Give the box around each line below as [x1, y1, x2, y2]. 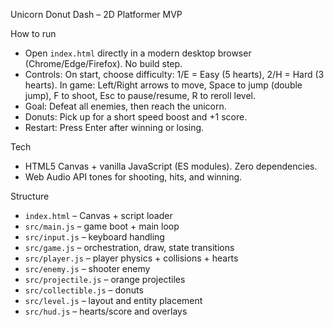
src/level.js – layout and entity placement [24, 295, 203, 306]
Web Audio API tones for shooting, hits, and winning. [24, 171, 243, 183]
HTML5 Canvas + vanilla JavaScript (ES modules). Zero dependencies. [24, 160, 318, 172]
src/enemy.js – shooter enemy [24, 263, 151, 274]
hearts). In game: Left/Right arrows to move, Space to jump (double [24, 79, 303, 91]
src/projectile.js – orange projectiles [24, 274, 186, 285]
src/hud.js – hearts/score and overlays [24, 305, 188, 317]
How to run [10, 28, 57, 39]
